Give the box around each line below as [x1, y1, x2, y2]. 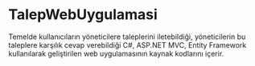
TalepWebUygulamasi [8, 6, 158, 24]
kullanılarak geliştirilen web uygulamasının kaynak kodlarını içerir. [8, 49, 224, 58]
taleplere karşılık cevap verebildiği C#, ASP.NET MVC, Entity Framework [8, 40, 247, 49]
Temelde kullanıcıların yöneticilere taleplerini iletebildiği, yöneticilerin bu [8, 32, 246, 41]
